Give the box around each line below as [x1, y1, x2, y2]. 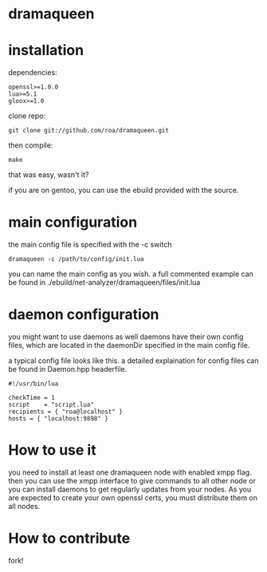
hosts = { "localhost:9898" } [8, 415, 109, 423]
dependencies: [8, 68, 57, 77]
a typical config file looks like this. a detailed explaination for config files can [8, 356, 259, 365]
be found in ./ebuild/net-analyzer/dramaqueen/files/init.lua [8, 278, 201, 287]
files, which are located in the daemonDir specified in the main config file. [8, 341, 250, 349]
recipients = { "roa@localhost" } [8, 408, 124, 416]
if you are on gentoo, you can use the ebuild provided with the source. [8, 185, 239, 195]
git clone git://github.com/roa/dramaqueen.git [8, 127, 170, 135]
